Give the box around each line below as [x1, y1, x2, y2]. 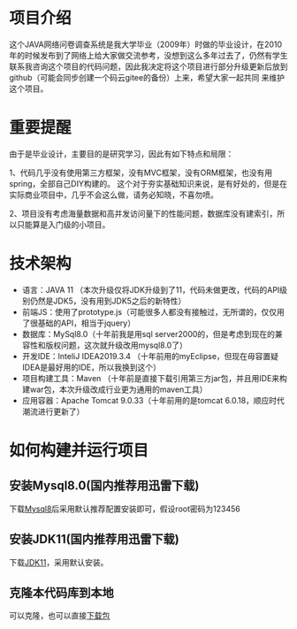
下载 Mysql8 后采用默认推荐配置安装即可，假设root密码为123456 [9, 503, 240, 514]
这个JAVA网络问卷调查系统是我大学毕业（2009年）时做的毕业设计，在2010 [9, 39, 283, 50]
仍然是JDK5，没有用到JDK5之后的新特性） [29, 295, 187, 306]
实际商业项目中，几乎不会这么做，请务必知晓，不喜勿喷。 [9, 189, 218, 200]
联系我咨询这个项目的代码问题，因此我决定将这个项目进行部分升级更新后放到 [9, 61, 288, 72]
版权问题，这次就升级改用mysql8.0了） [45, 340, 187, 350]
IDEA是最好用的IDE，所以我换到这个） [21, 362, 162, 372]
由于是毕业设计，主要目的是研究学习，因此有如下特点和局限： [9, 148, 234, 159]
